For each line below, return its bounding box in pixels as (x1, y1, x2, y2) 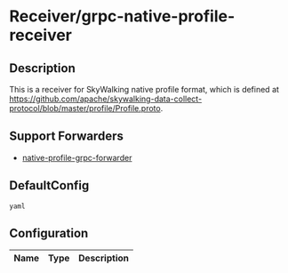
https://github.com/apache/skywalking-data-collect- (9, 93, 203, 104)
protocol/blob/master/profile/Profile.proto (9, 103, 162, 113)
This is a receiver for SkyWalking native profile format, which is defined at (9, 84, 280, 94)
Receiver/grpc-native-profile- (9, 6, 236, 27)
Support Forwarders (9, 129, 124, 144)
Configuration (9, 226, 89, 241)
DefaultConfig (9, 178, 90, 193)
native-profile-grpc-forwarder (21, 152, 132, 163)
